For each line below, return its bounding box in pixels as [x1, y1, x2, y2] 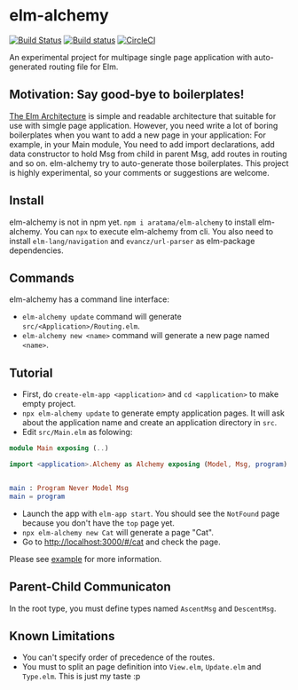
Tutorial [9, 365, 53, 380]
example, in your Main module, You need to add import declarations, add [9, 139, 275, 149]
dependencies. [9, 245, 64, 256]
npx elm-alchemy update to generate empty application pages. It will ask [21, 408, 286, 418]
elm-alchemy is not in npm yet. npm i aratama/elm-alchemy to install [9, 217, 256, 227]
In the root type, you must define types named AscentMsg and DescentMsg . [9, 603, 277, 614]
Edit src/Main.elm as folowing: [21, 427, 133, 438]
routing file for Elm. [48, 61, 119, 72]
